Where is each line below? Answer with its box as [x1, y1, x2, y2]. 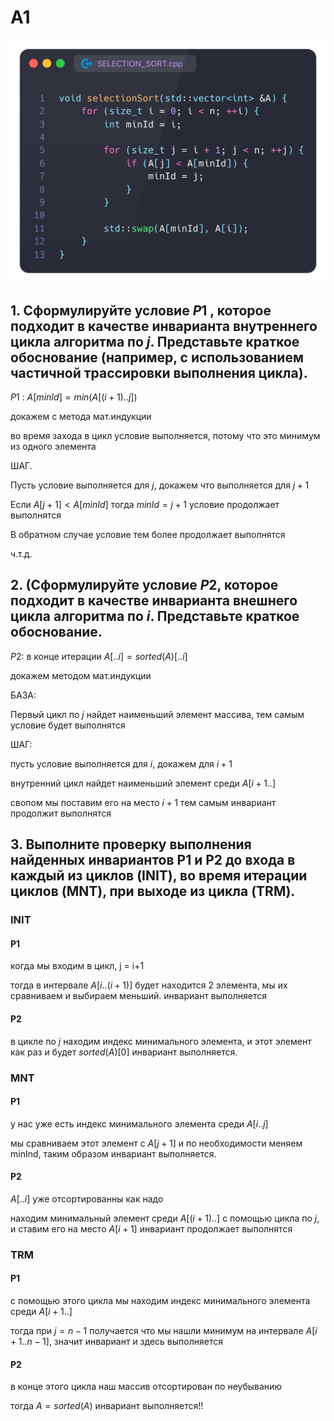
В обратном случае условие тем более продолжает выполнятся [10, 529, 286, 541]
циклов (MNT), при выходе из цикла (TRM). [10, 883, 296, 900]
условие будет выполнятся [10, 719, 126, 731]
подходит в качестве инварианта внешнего [10, 592, 298, 610]
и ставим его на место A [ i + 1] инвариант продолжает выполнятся [10, 1222, 293, 1235]
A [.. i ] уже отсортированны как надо [10, 1192, 164, 1205]
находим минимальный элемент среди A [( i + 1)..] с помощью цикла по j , [10, 1212, 320, 1224]
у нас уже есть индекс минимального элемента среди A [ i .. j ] [10, 1117, 269, 1130]
